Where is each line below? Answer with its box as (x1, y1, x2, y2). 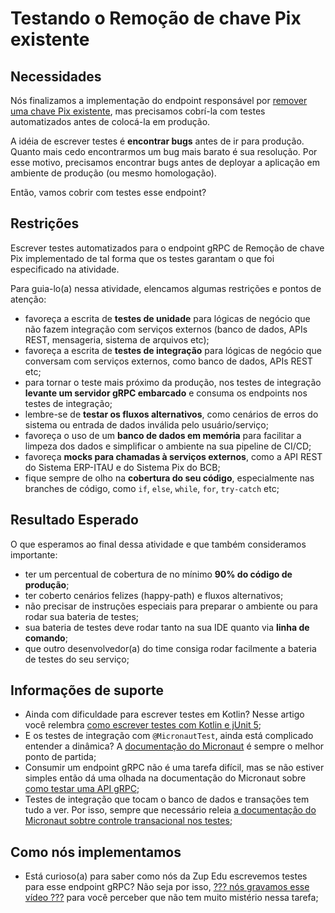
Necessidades (10, 68, 102, 85)
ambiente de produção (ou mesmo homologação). (10, 167, 217, 179)
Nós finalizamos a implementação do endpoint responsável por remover (10, 95, 308, 106)
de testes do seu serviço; (24, 653, 130, 665)
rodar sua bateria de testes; (24, 610, 139, 622)
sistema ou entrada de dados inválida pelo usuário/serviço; (24, 418, 269, 431)
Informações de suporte (10, 682, 164, 699)
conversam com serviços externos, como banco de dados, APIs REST (24, 355, 313, 367)
